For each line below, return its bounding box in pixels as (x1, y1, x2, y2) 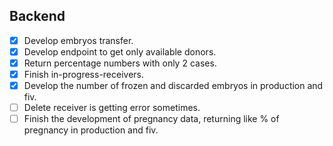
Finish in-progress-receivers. (23, 69, 145, 80)
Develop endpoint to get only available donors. (23, 45, 217, 58)
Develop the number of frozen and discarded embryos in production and (23, 80, 324, 92)
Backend (9, 8, 66, 25)
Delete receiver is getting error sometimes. (23, 102, 201, 114)
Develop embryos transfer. (23, 34, 134, 46)
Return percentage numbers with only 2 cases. (23, 57, 217, 69)
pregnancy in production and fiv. (23, 124, 159, 136)
